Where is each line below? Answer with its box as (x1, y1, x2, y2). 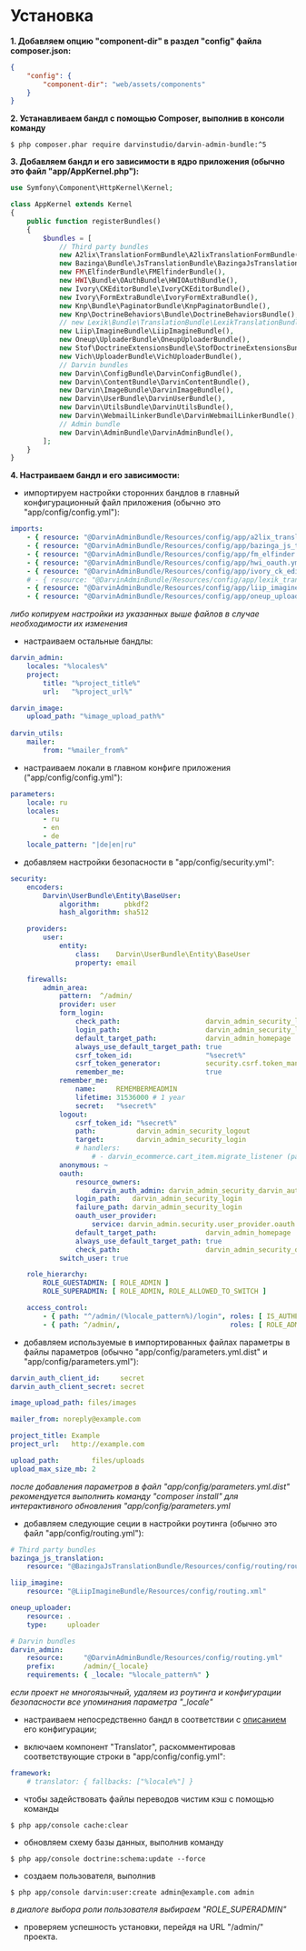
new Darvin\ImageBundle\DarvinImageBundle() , (58, 385, 234, 395)
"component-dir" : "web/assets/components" (43, 79, 206, 89)
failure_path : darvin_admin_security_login (74, 1203, 243, 1212)
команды (23, 1803, 60, 1814)
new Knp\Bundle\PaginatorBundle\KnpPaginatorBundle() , (58, 301, 271, 310)
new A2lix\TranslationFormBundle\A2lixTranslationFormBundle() (58, 251, 303, 260)
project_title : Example (10, 1431, 101, 1441)
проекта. (23, 1931, 58, 1942)
